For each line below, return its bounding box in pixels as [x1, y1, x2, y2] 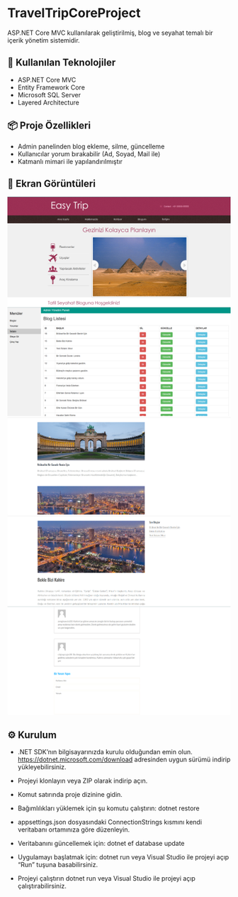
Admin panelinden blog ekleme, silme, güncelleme [17, 142, 165, 151]
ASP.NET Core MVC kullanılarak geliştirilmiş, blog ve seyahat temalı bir [7, 28, 214, 37]
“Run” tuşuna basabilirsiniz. [17, 861, 98, 869]
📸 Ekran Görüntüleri [7, 178, 96, 190]
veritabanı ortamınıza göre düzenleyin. [17, 825, 130, 834]
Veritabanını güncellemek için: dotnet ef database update [17, 839, 186, 848]
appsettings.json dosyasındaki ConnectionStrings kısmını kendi [17, 818, 203, 827]
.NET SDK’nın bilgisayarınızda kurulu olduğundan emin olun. [17, 748, 193, 756]
